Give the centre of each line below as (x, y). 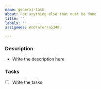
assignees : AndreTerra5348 (32, 28)
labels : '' (16, 23)
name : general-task (25, 9)
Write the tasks (27, 82)
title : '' (15, 18)
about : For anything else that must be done (51, 14)
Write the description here (38, 59)
